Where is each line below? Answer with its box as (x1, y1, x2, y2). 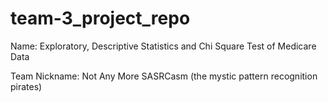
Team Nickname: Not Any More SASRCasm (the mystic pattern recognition (10, 70, 318, 82)
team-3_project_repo (10, 7, 191, 30)
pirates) (10, 80, 43, 92)
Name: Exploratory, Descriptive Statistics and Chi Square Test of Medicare (10, 40, 317, 52)
